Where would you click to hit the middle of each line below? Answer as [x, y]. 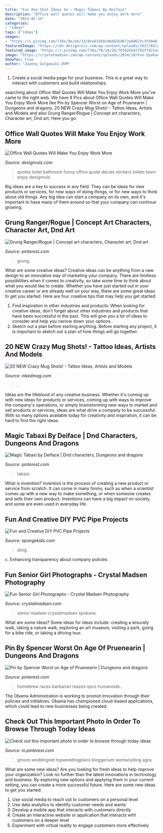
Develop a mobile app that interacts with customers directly [72, 810]
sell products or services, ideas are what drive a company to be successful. [81, 410]
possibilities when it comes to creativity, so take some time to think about [78, 280]
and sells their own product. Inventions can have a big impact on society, [78, 499]
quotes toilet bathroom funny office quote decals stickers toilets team [86, 172]
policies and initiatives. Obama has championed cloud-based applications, [79, 701]
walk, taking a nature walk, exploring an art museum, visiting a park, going [79, 628]
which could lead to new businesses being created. [56, 706]
